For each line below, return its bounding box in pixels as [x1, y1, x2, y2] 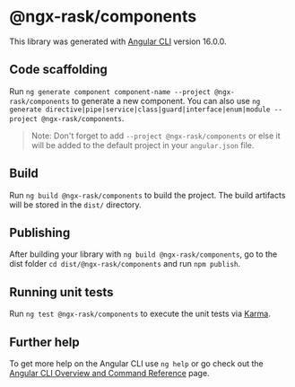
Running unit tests [9, 285, 114, 300]
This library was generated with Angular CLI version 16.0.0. [9, 36, 227, 47]
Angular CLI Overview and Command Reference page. [9, 368, 210, 378]
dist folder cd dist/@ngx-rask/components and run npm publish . [9, 259, 240, 269]
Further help [9, 334, 81, 349]
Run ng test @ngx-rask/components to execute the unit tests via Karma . [9, 308, 271, 320]
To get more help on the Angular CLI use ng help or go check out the [9, 358, 264, 369]
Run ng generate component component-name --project [9, 85, 211, 96]
